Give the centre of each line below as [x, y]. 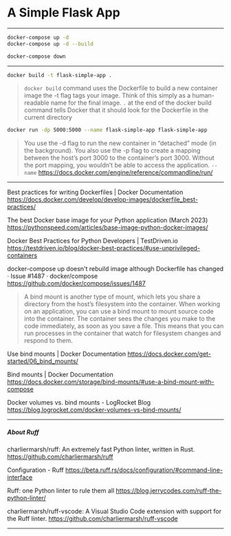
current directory [48, 118]
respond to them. [48, 341]
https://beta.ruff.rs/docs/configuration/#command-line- [144, 470]
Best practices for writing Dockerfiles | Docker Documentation [95, 192]
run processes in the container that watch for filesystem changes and [122, 333]
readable [36, 103]
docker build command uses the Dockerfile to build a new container [121, 88]
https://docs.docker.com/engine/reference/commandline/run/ [125, 173]
